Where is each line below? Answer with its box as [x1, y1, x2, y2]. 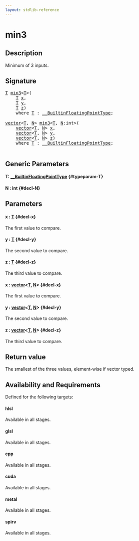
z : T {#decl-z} [5, 259, 36, 265]
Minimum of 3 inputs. [5, 62, 49, 68]
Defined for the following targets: [5, 394, 73, 400]
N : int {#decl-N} [5, 185, 40, 191]
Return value [5, 353, 46, 362]
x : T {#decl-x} [5, 214, 36, 220]
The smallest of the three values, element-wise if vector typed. [5, 366, 135, 372]
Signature [5, 77, 36, 85]
